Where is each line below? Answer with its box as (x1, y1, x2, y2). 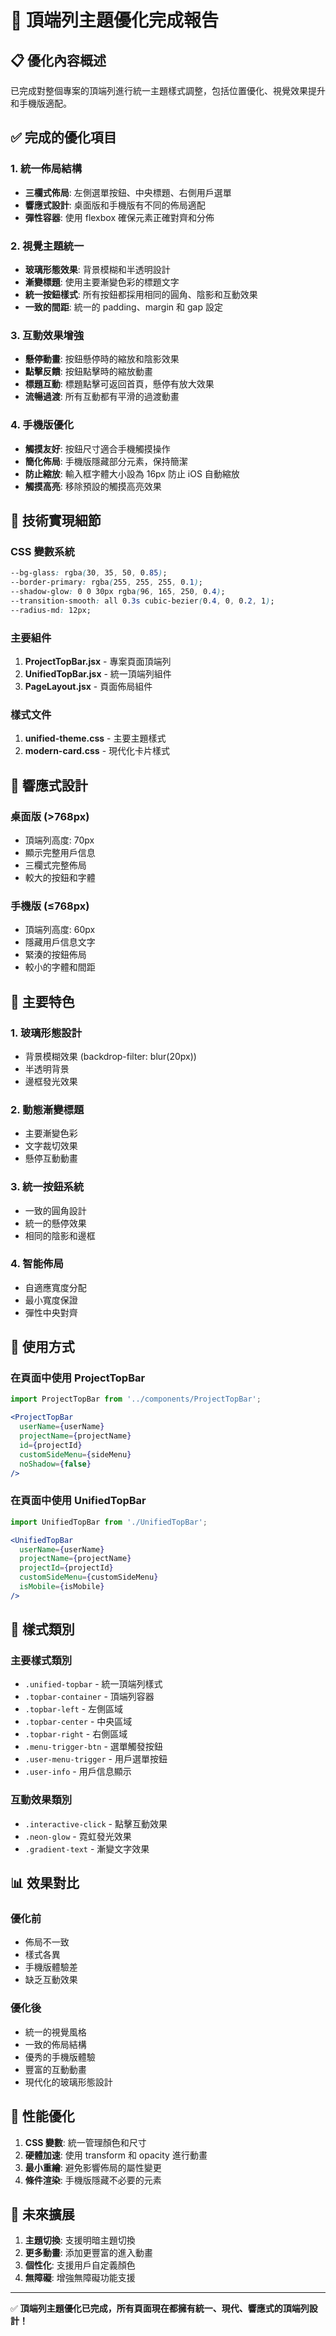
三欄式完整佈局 (24, 859, 87, 871)
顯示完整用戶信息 (24, 846, 96, 858)
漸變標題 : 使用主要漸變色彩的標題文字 (24, 276, 180, 288)
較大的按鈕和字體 (24, 871, 96, 883)
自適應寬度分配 (24, 1281, 87, 1293)
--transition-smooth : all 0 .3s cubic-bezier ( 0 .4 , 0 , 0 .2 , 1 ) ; (10, 596, 275, 606)
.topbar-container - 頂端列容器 (24, 1691, 155, 1703)
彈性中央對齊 (24, 1306, 78, 1318)
